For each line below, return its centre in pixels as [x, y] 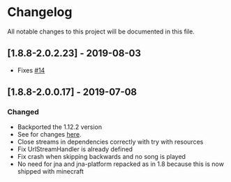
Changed [23, 112]
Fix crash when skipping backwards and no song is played [102, 157]
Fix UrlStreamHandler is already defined [75, 149]
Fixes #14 [31, 70]
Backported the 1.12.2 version [60, 127]
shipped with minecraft [50, 172]
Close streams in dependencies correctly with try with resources [110, 142]
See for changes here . [49, 135]
